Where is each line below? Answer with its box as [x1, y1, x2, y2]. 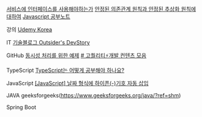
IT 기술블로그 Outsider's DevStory [6, 39, 90, 46]
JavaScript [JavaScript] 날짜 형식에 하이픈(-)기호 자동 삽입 [6, 80, 149, 87]
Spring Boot [6, 104, 37, 111]
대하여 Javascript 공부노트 [6, 13, 70, 20]
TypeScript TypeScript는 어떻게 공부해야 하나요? [6, 66, 124, 74]
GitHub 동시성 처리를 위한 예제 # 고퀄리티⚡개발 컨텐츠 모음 [6, 52, 147, 59]
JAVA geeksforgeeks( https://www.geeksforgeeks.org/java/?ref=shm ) [6, 92, 181, 99]
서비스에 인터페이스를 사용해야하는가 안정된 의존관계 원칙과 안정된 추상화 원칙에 [6, 5, 196, 12]
